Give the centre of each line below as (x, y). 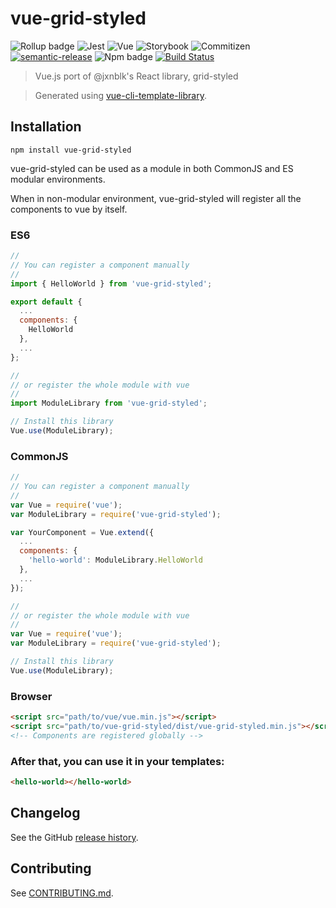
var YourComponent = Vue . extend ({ (82, 532)
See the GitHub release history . (74, 837)
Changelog (45, 813)
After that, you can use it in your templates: (117, 761)
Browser (31, 696)
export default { (46, 302)
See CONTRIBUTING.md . (62, 893)
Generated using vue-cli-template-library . (120, 95)
